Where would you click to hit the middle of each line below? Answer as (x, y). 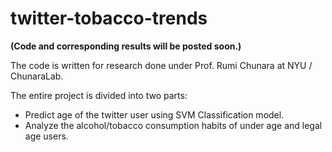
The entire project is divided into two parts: (99, 95)
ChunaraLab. (37, 76)
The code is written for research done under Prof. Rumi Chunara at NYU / (161, 65)
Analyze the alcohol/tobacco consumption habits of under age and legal (173, 125)
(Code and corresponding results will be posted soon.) (126, 46)
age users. (46, 136)
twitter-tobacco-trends (109, 18)
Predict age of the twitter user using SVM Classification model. (154, 114)
